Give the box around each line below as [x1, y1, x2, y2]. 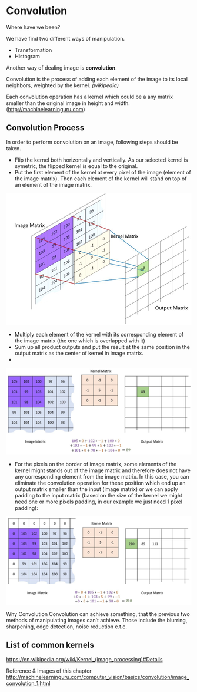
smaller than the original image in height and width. [6, 99, 131, 107]
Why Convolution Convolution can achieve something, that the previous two [6, 610, 190, 617]
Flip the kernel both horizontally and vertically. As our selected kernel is [14, 156, 188, 163]
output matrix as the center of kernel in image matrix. [14, 350, 144, 357]
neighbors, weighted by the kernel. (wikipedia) [6, 81, 119, 89]
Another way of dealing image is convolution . [6, 64, 118, 71]
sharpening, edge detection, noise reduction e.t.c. [6, 623, 128, 630]
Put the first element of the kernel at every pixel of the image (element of [14, 169, 191, 176]
